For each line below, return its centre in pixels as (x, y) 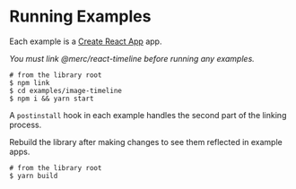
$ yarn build (34, 176)
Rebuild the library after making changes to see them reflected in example (146, 142)
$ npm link (30, 82)
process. (26, 125)
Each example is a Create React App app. (86, 41)
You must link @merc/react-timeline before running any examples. (132, 58)
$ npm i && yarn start (52, 99)
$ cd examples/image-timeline (66, 90)
